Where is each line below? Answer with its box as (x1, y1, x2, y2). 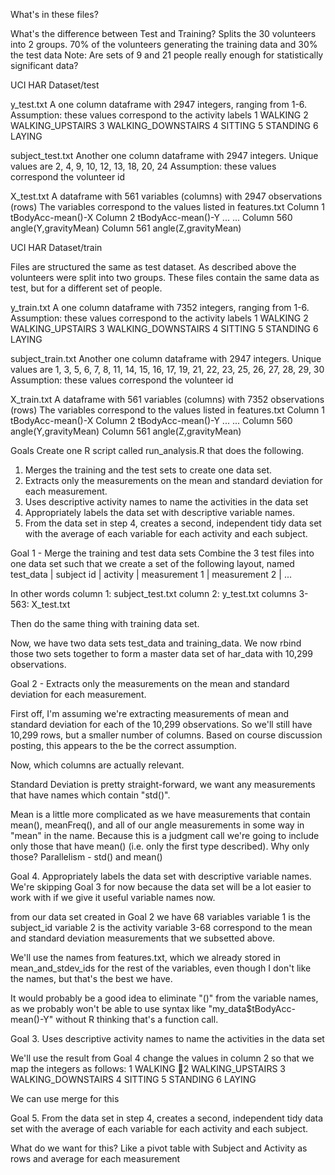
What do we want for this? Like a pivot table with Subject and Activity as (10, 1142, 308, 1154)
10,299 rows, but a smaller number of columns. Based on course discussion (10, 729, 323, 741)
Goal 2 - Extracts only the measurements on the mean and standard (10, 678, 290, 689)
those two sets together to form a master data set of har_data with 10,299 (10, 648, 313, 659)
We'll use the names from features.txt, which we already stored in (10, 952, 281, 963)
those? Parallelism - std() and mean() (10, 851, 163, 863)
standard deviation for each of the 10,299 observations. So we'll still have (10, 719, 313, 730)
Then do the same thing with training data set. (10, 618, 200, 629)
